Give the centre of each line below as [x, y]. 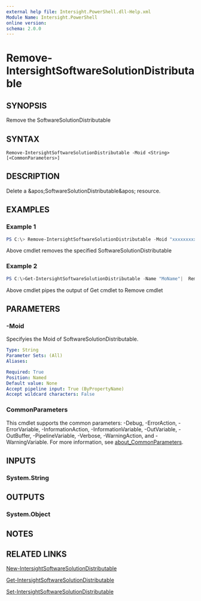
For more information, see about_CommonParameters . [117, 442]
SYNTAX [23, 139]
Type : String [22, 350]
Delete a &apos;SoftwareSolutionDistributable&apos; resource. [83, 191]
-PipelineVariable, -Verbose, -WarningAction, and [93, 435]
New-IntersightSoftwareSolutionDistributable [62, 569]
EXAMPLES [28, 210]
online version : [26, 23]
